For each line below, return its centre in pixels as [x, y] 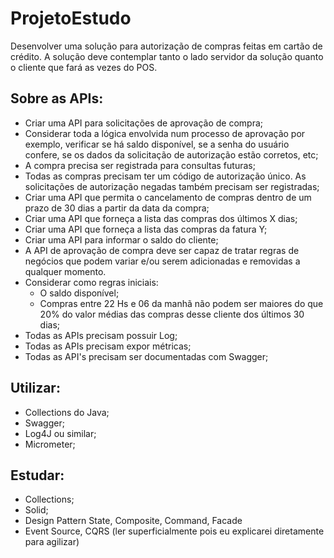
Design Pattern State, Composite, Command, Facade [133, 521]
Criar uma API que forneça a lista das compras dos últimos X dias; [161, 218]
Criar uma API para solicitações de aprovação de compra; [144, 123]
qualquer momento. [65, 271]
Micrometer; [50, 444]
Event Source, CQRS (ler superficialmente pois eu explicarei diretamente [174, 531]
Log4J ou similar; [60, 433]
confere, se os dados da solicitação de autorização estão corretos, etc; [171, 154]
